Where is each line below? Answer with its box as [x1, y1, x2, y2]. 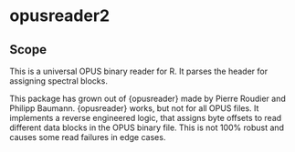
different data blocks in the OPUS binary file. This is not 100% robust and [9, 122, 285, 133]
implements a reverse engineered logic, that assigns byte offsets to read [9, 113, 282, 123]
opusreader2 [9, 5, 111, 26]
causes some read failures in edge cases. [9, 132, 166, 142]
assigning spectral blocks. [9, 76, 108, 86]
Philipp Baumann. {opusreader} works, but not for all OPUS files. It [9, 103, 259, 114]
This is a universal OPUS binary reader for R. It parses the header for [9, 66, 268, 76]
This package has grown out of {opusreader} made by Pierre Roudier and [9, 93, 286, 104]
